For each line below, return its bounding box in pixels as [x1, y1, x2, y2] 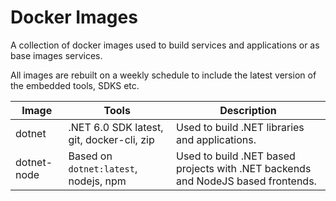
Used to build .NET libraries [175, 120, 305, 134]
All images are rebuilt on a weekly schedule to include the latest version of [10, 69, 317, 81]
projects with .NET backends [175, 161, 312, 175]
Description [219, 103, 277, 117]
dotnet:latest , [68, 161, 138, 175]
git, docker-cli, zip [68, 132, 155, 146]
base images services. [10, 49, 103, 61]
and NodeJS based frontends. [175, 174, 317, 188]
